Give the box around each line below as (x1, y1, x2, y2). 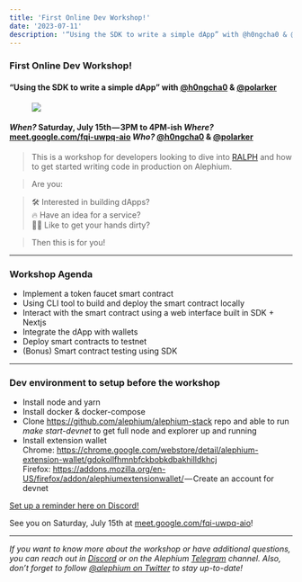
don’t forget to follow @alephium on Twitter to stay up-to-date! (9, 563, 244, 574)
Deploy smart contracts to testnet (22, 336, 147, 346)
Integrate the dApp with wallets (22, 327, 138, 337)
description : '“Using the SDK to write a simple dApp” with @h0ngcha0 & (9, 30, 288, 39)
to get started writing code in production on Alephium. (31, 161, 233, 172)
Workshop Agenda (9, 267, 93, 280)
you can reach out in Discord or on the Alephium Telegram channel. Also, (9, 553, 281, 564)
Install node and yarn (22, 397, 101, 407)
